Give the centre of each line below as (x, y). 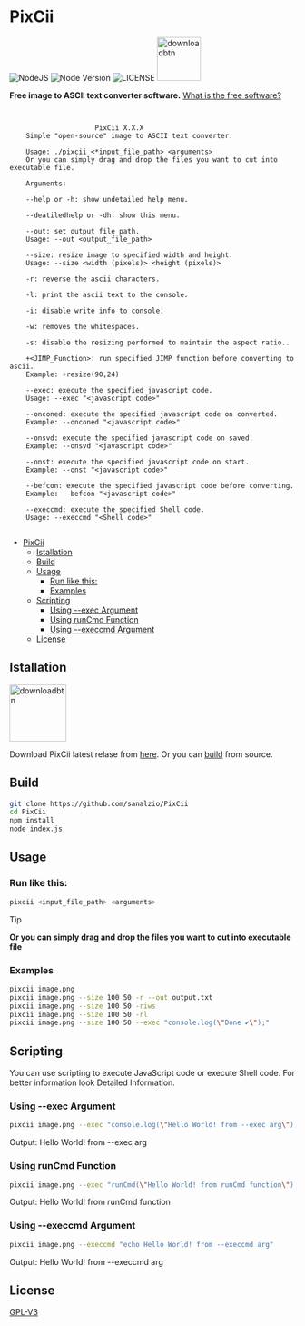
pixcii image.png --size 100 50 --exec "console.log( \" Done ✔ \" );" (140, 1023)
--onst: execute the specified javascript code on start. (138, 462)
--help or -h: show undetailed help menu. (107, 199)
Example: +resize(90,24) (73, 374)
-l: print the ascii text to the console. (107, 294)
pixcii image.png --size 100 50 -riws (83, 1006)
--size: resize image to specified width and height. (129, 255)
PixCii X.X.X (119, 128)
